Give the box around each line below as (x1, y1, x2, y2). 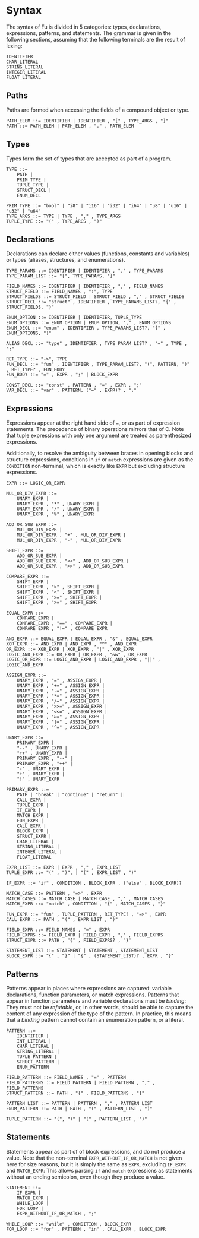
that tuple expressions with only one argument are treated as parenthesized (6, 432, 192, 439)
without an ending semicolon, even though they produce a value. (6, 1173, 165, 1180)
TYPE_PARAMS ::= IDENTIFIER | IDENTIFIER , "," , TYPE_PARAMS (6, 268, 163, 274)
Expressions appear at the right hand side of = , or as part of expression (6, 419, 180, 426)
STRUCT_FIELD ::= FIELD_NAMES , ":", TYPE (6, 289, 113, 295)
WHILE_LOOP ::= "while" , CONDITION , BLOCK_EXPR (6, 1221, 132, 1227)
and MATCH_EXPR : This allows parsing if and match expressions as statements (6, 1167, 193, 1174)
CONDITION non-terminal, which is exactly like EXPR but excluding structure (6, 463, 185, 470)
